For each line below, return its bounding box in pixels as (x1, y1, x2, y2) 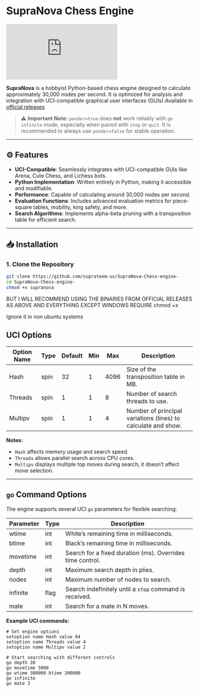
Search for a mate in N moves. (65, 602, 149, 610)
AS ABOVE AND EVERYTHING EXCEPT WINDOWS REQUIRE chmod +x (6, 302, 179, 309)
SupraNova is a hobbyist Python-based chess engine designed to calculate (6, 84, 191, 91)
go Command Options (6, 490, 87, 500)
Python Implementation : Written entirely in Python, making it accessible (14, 178, 191, 185)
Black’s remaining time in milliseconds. (65, 539, 173, 547)
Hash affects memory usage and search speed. (14, 448, 129, 455)
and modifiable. (14, 185, 53, 192)
